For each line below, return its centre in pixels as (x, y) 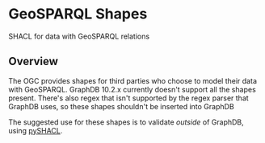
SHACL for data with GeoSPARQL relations (79, 36)
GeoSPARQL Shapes (78, 14)
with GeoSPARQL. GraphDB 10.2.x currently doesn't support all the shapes (132, 89)
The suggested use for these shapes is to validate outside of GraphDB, (126, 122)
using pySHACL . (36, 130)
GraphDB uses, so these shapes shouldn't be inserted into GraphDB (121, 106)
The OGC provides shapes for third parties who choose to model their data (132, 80)
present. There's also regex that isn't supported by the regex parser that (128, 98)
